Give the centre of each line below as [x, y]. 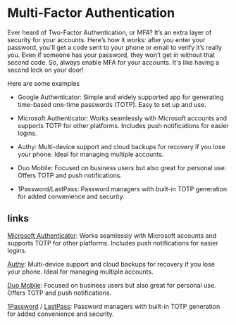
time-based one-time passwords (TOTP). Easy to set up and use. [112, 104]
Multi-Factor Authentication [91, 13]
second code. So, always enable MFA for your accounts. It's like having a [113, 62]
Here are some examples [43, 83]
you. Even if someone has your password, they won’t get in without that [111, 55]
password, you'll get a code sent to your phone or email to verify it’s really [114, 47]
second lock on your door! [45, 70]
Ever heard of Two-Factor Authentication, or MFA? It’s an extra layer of [110, 32]
